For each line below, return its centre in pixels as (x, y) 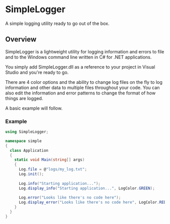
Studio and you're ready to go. (37, 72)
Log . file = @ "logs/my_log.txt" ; (53, 169)
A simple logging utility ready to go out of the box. (57, 23)
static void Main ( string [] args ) (50, 160)
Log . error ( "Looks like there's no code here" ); (70, 198)
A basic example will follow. (34, 108)
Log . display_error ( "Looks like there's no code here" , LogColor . (89, 202)
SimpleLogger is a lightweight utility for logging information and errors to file (85, 51)
